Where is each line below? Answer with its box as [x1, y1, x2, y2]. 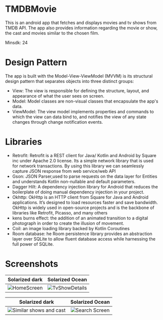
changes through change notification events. [12, 119, 103, 125]
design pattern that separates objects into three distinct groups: [5, 78, 134, 84]
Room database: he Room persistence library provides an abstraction [12, 231, 153, 237]
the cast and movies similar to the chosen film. [5, 30, 99, 36]
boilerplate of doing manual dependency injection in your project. [12, 189, 145, 195]
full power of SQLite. [12, 241, 54, 247]
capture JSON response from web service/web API [12, 168, 116, 174]
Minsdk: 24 [5, 39, 28, 45]
